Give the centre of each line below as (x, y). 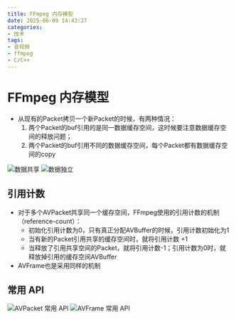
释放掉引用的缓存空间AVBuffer (73, 256)
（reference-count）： (49, 221)
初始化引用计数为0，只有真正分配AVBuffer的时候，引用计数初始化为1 (129, 230)
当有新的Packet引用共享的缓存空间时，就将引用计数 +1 (108, 239)
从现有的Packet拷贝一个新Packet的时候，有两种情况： (97, 119)
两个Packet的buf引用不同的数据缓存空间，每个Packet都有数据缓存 (125, 145)
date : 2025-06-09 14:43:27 (47, 21)
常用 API (26, 290)
